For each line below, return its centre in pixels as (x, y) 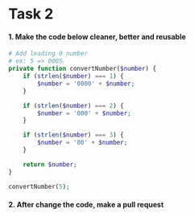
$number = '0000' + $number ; (86, 84)
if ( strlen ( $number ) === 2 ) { (74, 105)
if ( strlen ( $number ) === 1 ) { (74, 76)
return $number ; (50, 164)
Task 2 (31, 14)
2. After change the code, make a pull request (86, 205)
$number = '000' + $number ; (84, 113)
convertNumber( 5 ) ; (39, 186)
